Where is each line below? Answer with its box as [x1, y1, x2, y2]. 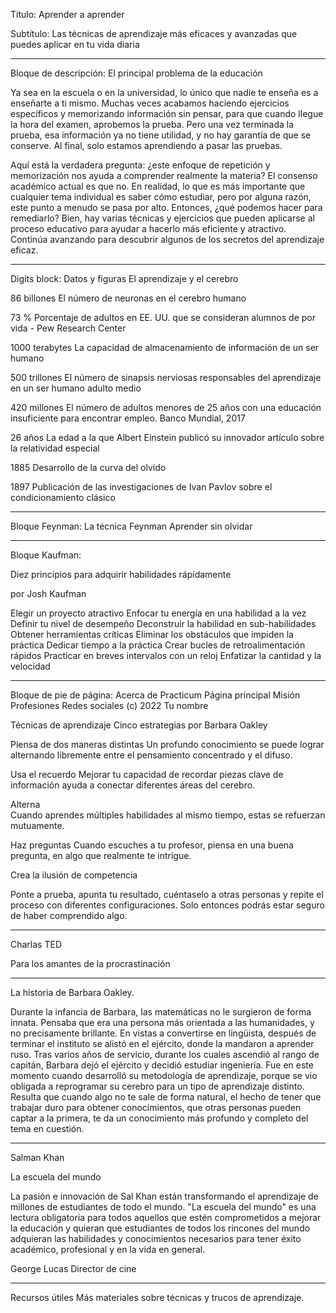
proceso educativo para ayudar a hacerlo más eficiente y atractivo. [10, 223, 287, 234]
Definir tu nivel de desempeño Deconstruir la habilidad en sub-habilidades [10, 618, 317, 629]
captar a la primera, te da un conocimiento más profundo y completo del [10, 1112, 309, 1124]
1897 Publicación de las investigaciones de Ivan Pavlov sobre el [10, 481, 273, 493]
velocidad [10, 660, 51, 672]
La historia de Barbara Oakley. [10, 987, 135, 998]
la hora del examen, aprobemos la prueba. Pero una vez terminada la [10, 119, 295, 130]
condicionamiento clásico [10, 492, 116, 503]
